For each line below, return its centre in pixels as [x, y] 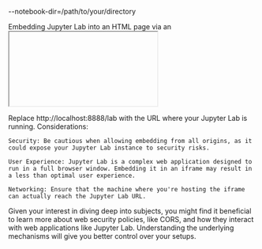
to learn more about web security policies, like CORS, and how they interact [131, 219]
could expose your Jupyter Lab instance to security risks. [109, 148]
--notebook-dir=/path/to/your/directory [72, 11]
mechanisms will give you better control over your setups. [102, 236]
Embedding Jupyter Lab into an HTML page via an [90, 26]
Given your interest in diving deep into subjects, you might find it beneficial [130, 211]
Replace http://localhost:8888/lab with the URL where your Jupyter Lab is [128, 118]
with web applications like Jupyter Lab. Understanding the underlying [121, 228]
